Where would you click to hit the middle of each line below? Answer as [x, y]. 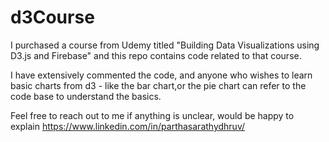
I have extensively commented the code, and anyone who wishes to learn [161, 75]
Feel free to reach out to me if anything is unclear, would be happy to [152, 115]
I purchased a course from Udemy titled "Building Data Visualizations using [165, 45]
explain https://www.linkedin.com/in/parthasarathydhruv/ [128, 126]
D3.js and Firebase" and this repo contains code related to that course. [156, 55]
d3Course [52, 17]
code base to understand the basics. [86, 96]
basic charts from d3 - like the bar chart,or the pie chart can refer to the [158, 85]
